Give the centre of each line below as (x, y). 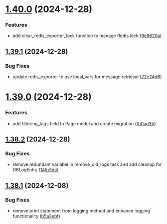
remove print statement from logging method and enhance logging (81, 211)
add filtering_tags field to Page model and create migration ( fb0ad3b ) (84, 123)
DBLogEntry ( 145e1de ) (35, 170)
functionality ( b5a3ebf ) (36, 216)
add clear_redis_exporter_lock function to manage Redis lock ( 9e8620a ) (87, 36)
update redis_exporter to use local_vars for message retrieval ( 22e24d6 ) (87, 77)
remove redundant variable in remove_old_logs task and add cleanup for (87, 164)
